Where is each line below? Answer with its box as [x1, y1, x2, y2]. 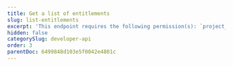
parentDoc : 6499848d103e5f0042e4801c [7, 49, 116, 56]
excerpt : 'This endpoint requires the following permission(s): [7, 23, 197, 30]
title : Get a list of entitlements [7, 10, 110, 17]
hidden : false [7, 29, 49, 36]
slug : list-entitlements [7, 16, 79, 23]
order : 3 [7, 42, 33, 49]
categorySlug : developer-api [7, 36, 92, 43]
